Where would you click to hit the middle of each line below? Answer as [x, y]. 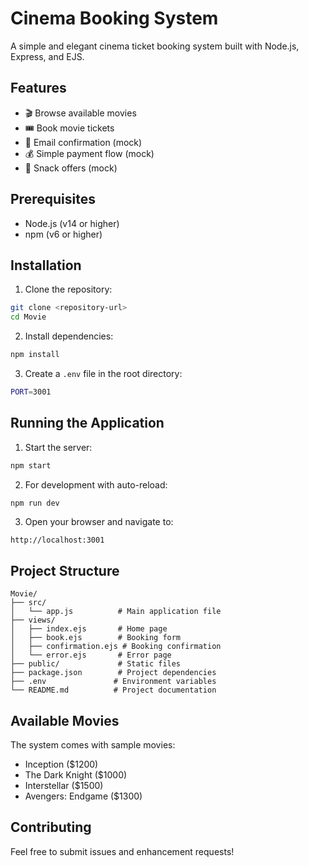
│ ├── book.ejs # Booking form [96, 638]
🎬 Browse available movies [80, 113]
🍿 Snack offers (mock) [71, 168]
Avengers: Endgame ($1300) [83, 796]
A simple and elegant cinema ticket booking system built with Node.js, [155, 46]
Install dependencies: [69, 336]
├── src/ [28, 603]
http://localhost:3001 [57, 540]
